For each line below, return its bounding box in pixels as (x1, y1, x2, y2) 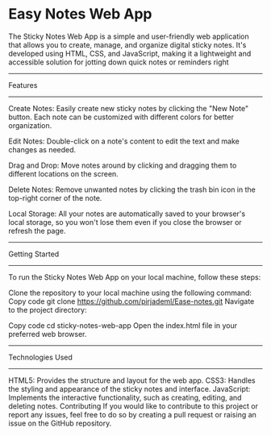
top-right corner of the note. (8, 193, 102, 202)
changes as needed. (8, 144, 77, 154)
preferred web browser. (8, 329, 87, 338)
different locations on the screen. (8, 168, 119, 178)
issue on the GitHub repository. (8, 418, 112, 428)
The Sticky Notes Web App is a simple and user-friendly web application (8, 31, 250, 41)
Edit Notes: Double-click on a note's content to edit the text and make (8, 136, 240, 146)
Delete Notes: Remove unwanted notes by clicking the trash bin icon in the (8, 185, 256, 194)
